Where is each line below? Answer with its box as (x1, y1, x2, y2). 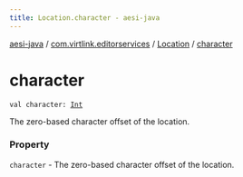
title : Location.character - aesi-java (9, 13, 160, 23)
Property (9, 138, 50, 151)
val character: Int (9, 100, 83, 109)
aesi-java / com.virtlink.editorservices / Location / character (9, 38, 233, 49)
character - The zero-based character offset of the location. (9, 159, 235, 170)
